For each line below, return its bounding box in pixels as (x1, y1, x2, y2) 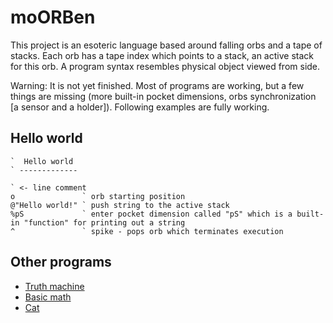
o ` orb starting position (10, 191, 186, 201)
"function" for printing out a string (23, 217, 186, 228)
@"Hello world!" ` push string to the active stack (10, 200, 230, 210)
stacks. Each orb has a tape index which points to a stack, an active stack (10, 49, 314, 61)
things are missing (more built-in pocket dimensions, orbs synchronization (10, 90, 317, 102)
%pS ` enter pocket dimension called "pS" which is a (10, 209, 293, 219)
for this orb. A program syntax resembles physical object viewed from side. (10, 60, 321, 72)
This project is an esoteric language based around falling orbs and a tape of (10, 39, 323, 51)
